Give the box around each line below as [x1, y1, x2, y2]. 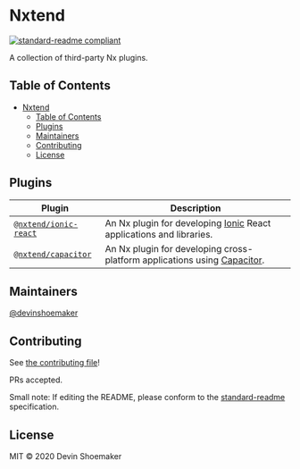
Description [170, 202, 221, 214]
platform [104, 254, 141, 266]
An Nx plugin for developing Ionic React [104, 216, 271, 229]
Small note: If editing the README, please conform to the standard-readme [9, 392, 286, 403]
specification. [9, 401, 60, 412]
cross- [223, 242, 254, 255]
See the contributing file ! [9, 357, 101, 368]
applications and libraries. [104, 228, 213, 240]
